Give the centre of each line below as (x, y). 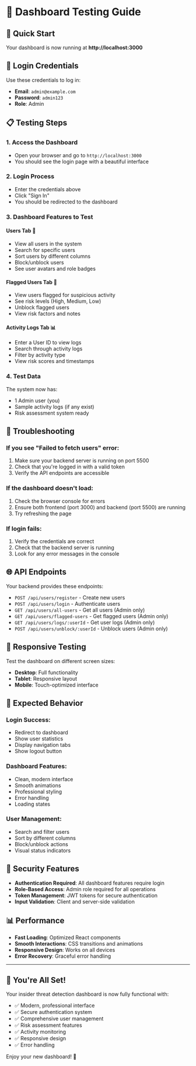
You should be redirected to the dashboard (66, 202)
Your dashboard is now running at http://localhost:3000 (74, 47)
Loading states (32, 804)
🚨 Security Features (43, 869)
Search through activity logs (48, 349)
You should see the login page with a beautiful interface (81, 161)
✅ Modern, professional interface (55, 1006)
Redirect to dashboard (41, 733)
